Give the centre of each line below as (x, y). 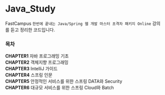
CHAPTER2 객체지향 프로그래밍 (37, 62)
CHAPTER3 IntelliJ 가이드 (32, 69)
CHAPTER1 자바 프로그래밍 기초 (37, 56)
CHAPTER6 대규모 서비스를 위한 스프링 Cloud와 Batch (60, 88)
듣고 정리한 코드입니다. (33, 30)
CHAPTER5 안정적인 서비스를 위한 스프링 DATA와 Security (64, 81)
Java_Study (31, 9)
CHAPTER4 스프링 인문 (29, 75)
